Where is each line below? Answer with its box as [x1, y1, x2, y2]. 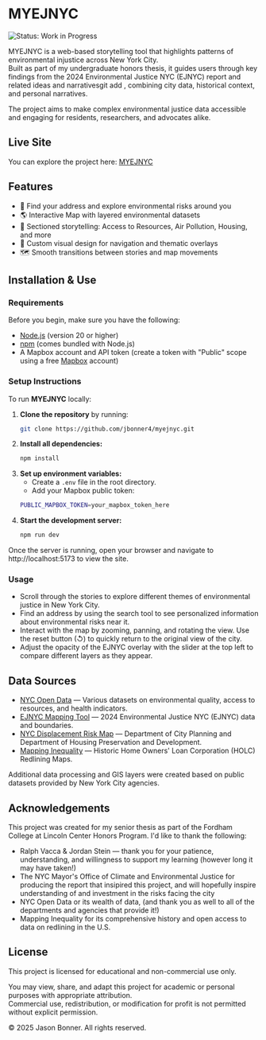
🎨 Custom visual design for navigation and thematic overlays [19, 238, 218, 247]
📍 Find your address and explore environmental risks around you [19, 201, 232, 211]
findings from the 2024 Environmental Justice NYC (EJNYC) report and [8, 72, 241, 81]
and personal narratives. [8, 88, 88, 98]
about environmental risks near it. [19, 617, 129, 627]
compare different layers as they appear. [19, 651, 153, 660]
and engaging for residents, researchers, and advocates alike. [8, 112, 211, 122]
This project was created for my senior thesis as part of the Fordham [8, 822, 233, 832]
